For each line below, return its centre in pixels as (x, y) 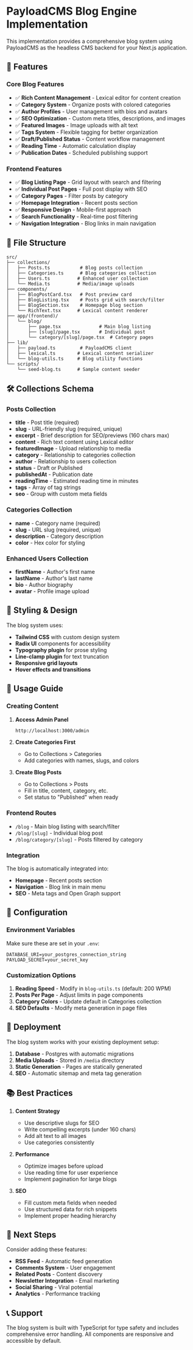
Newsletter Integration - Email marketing (67, 1281)
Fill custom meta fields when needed (70, 1203)
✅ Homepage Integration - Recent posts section (76, 202)
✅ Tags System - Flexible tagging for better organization (86, 132)
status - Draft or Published (49, 468)
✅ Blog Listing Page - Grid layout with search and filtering (88, 182)
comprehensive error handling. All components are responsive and (90, 1334)
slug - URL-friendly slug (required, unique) (69, 429)
